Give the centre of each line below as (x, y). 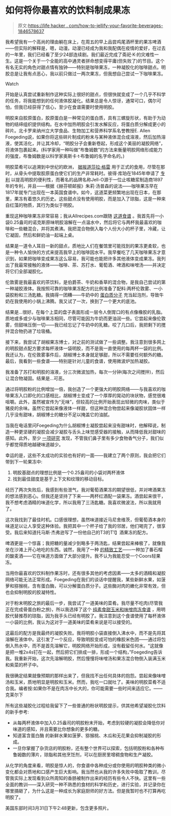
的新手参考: (17, 712)
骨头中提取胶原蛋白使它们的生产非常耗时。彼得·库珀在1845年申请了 (89, 173)
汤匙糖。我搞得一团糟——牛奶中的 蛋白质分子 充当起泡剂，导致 (93, 295)
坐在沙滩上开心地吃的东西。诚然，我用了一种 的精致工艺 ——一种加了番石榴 (84, 549)
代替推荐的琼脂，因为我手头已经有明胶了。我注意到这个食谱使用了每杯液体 (88, 616)
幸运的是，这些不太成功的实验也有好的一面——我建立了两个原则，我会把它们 (85, 455)
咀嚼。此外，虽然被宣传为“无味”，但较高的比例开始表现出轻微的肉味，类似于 (85, 402)
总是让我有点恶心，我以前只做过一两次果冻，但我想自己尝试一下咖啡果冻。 (88, 73)
